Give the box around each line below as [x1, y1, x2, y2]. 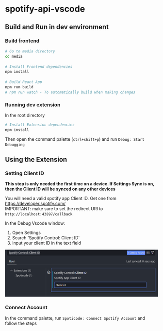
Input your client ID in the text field [12, 240, 81, 246]
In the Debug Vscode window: [5, 220, 65, 226]
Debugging [5, 142, 25, 147]
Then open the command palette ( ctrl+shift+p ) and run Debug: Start [5, 136, 145, 142]
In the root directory [5, 113, 45, 118]
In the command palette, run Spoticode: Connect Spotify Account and [5, 315, 146, 321]
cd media [5, 54, 23, 59]
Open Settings [12, 230, 41, 236]
